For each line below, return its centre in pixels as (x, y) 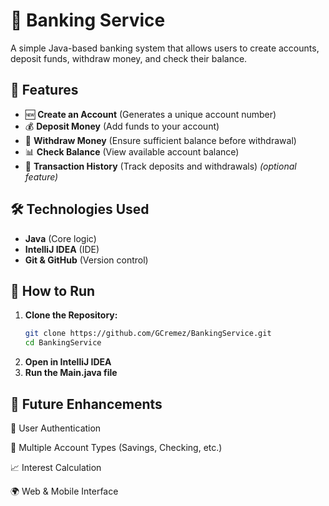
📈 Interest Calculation (56, 467)
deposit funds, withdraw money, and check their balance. (129, 58)
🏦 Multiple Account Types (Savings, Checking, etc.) (116, 447)
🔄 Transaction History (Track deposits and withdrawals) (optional (160, 166)
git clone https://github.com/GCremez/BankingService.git (148, 334)
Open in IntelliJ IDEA (68, 362)
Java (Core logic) (60, 238)
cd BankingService (63, 343)
